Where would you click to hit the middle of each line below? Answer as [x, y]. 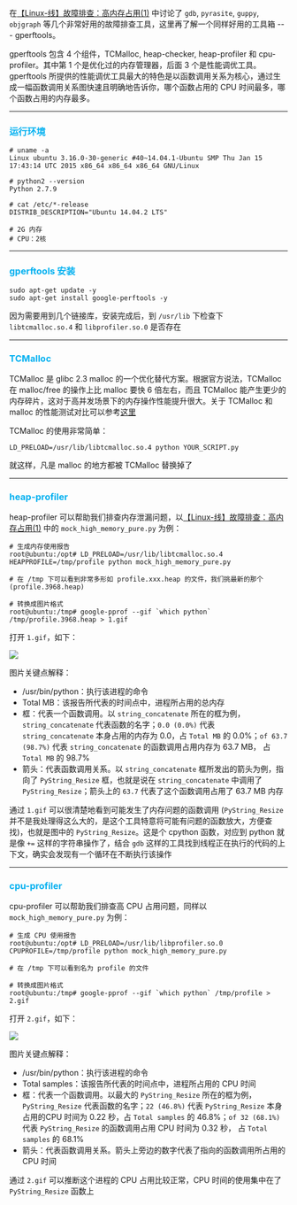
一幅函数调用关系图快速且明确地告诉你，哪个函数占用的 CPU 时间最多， [147, 87]
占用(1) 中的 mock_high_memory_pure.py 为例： [99, 529]
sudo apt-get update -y [53, 290]
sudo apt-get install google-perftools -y [88, 298]
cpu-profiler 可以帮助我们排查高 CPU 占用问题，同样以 [108, 907]
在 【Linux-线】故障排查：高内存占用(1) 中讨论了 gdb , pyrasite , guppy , [134, 13]
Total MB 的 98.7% [56, 758]
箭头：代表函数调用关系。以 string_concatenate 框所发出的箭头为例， [149, 769]
